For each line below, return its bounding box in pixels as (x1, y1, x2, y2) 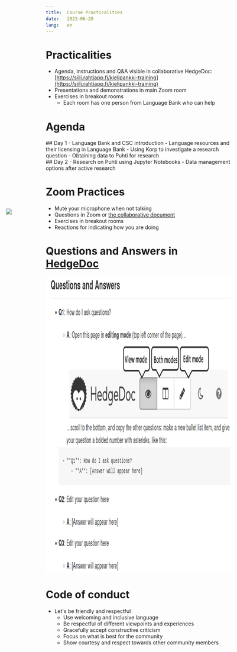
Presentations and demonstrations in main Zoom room (54, 86, 187, 94)
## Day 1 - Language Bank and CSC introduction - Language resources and (46, 140, 230, 147)
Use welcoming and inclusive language (63, 614, 159, 621)
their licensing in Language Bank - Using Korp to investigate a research (46, 146, 219, 153)
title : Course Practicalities (46, 9, 123, 15)
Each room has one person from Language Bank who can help (63, 99, 216, 106)
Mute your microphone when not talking (54, 205, 152, 212)
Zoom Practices (46, 185, 125, 199)
